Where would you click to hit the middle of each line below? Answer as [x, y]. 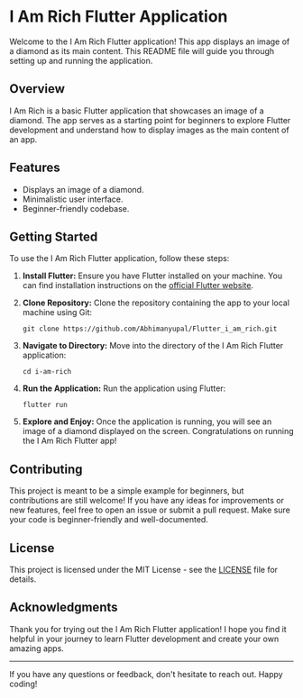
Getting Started [54, 236]
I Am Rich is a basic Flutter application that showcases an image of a [137, 111]
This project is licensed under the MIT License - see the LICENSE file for [143, 570]
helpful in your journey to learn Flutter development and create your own [144, 639]
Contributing [46, 469]
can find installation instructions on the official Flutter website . [138, 286]
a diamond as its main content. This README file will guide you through [142, 50]
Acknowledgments [64, 607]
